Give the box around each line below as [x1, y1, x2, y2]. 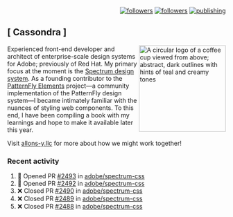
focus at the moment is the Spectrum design [7, 66, 135, 75]
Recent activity [7, 156, 60, 166]
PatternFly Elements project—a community [7, 82, 130, 90]
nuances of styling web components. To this [7, 104, 134, 112]
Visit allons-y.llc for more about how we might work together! [7, 139, 182, 147]
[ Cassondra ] [7, 26, 67, 38]
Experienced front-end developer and [7, 45, 115, 53]
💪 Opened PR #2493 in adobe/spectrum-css [17, 172, 145, 180]
